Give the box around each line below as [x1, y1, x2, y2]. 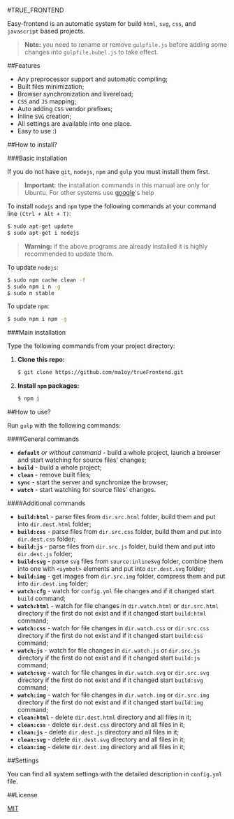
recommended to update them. [24, 249, 114, 258]
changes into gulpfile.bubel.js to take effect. [24, 48, 159, 56]
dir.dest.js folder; [17, 550, 73, 558]
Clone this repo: [17, 356, 65, 364]
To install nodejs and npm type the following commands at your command [7, 202, 217, 210]
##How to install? [7, 140, 57, 149]
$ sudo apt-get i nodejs [7, 229, 80, 236]
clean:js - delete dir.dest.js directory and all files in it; [17, 728, 180, 736]
